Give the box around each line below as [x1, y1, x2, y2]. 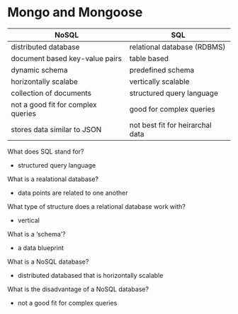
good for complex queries [129, 104, 215, 114]
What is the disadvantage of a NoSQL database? [7, 285, 149, 293]
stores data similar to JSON [11, 124, 102, 134]
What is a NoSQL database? [7, 257, 89, 266]
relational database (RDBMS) [129, 42, 226, 52]
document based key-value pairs [11, 53, 123, 63]
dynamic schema [11, 65, 69, 75]
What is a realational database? [7, 175, 99, 183]
